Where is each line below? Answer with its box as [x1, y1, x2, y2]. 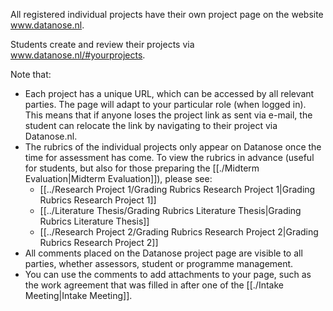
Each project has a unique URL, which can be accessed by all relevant [24, 88, 315, 99]
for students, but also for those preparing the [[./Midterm [24, 162, 260, 174]
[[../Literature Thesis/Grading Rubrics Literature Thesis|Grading [39, 205, 302, 216]
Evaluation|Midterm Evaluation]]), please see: [24, 173, 213, 184]
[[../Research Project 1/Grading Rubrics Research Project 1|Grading [39, 184, 316, 195]
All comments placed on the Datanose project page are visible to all [24, 247, 303, 259]
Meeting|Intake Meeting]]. [24, 290, 133, 301]
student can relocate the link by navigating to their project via [24, 120, 278, 131]
